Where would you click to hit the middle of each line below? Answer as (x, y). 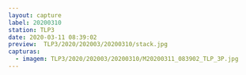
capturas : (25, 52)
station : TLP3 (32, 30)
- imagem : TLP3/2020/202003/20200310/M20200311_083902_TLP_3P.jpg (127, 59)
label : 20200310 (35, 23)
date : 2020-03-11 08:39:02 (53, 37)
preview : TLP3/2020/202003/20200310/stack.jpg (88, 45)
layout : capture (35, 15)
